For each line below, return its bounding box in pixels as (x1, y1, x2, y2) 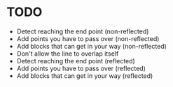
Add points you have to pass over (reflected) (16, 64, 146, 72)
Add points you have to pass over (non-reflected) (16, 34, 160, 42)
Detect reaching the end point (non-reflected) (16, 27, 149, 35)
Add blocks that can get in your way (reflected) (16, 71, 153, 80)
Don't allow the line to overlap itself (16, 49, 119, 58)
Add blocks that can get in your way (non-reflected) (16, 42, 167, 50)
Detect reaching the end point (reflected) (16, 56, 136, 65)
